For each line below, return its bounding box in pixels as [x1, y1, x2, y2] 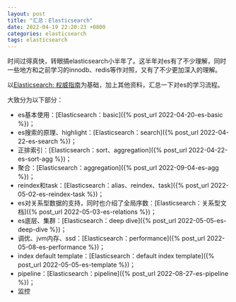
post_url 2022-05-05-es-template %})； [17, 260, 136, 269]
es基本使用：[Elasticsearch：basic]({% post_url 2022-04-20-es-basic [17, 111, 223, 119]
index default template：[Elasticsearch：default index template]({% [17, 252, 215, 260]
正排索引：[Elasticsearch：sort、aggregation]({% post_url [17, 146, 187, 155]
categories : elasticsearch [7, 30, 87, 37]
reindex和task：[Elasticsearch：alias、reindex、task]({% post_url [17, 181, 210, 190]
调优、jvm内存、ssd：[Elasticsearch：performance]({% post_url [17, 234, 206, 243]
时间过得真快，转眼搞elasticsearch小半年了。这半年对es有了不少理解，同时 [7, 57, 227, 66]
